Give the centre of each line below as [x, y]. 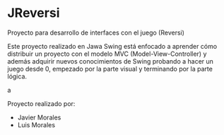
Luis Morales [36, 124]
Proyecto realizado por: [41, 103]
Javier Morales [39, 117]
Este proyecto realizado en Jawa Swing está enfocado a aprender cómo [112, 46]
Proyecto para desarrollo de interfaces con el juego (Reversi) [96, 33]
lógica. [17, 76]
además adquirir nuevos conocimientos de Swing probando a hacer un [111, 61]
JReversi [34, 13]
